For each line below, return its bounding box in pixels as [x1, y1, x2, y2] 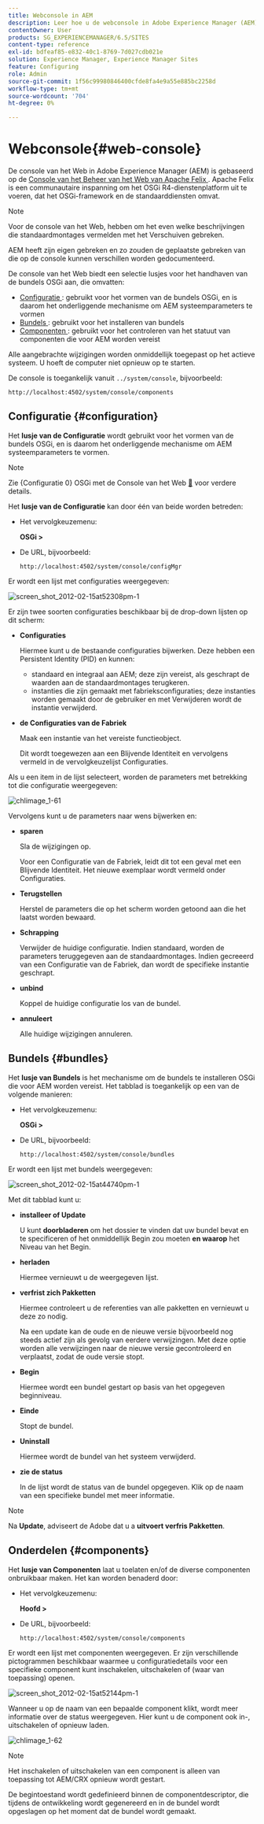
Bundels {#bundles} [8, 1052, 109, 1065]
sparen [19, 826, 44, 835]
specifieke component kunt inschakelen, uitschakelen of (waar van [8, 1664, 225, 1674]
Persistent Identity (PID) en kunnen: [19, 654, 135, 664]
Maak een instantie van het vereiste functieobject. [19, 733, 182, 742]
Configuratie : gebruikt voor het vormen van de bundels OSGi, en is [19, 293, 238, 302]
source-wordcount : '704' [8, 92, 90, 100]
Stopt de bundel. [19, 1421, 74, 1430]
